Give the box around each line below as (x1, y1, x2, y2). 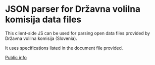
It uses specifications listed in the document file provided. (5, 45, 123, 51)
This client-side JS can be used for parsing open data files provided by (5, 30, 150, 36)
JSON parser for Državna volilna (5, 3, 141, 15)
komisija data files (5, 14, 82, 25)
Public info (5, 54, 27, 60)
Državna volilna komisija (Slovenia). (5, 35, 78, 41)
